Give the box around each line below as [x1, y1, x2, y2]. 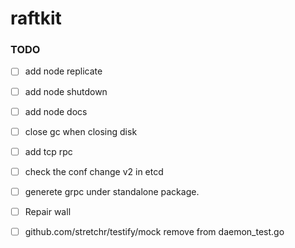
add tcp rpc [24, 145, 73, 157]
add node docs [24, 105, 88, 117]
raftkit [10, 7, 62, 30]
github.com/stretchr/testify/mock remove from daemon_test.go [24, 225, 285, 237]
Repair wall [24, 205, 72, 217]
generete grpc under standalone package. [24, 185, 200, 197]
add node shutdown [24, 85, 108, 97]
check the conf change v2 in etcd [24, 165, 164, 177]
